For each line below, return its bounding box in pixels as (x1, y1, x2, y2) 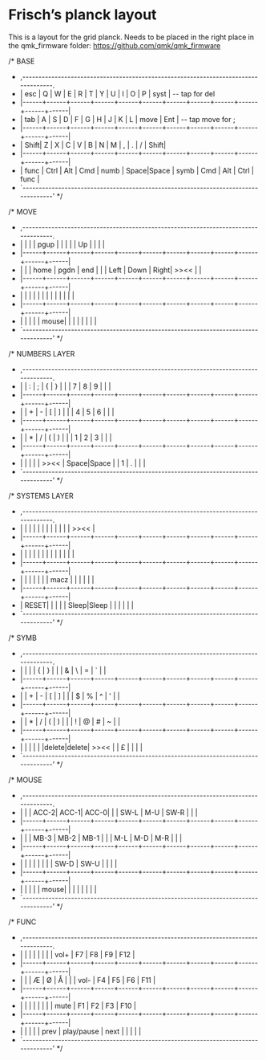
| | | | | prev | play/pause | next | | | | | (19, 1026, 142, 1036)
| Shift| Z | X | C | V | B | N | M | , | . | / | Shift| (19, 140, 167, 149)
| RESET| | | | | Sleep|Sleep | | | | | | (19, 600, 134, 609)
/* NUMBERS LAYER (8, 349, 75, 358)
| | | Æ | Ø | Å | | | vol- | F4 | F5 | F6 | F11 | (19, 975, 156, 985)
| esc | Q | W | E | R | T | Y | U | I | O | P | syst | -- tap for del (19, 88, 216, 98)
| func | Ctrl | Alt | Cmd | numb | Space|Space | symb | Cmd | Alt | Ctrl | (19, 165, 255, 175)
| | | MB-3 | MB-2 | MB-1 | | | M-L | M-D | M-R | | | (19, 833, 183, 842)
